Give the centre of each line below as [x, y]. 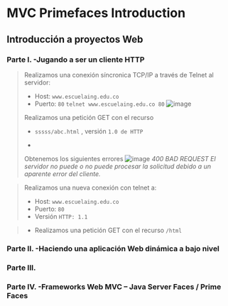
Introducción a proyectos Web [75, 39]
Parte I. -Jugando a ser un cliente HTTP [76, 60]
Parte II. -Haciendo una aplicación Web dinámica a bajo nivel [113, 248]
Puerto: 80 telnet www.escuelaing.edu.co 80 [99, 104]
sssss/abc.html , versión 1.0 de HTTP [89, 131]
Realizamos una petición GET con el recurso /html [108, 230]
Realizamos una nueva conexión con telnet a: [90, 187]
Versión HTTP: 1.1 [61, 216]
